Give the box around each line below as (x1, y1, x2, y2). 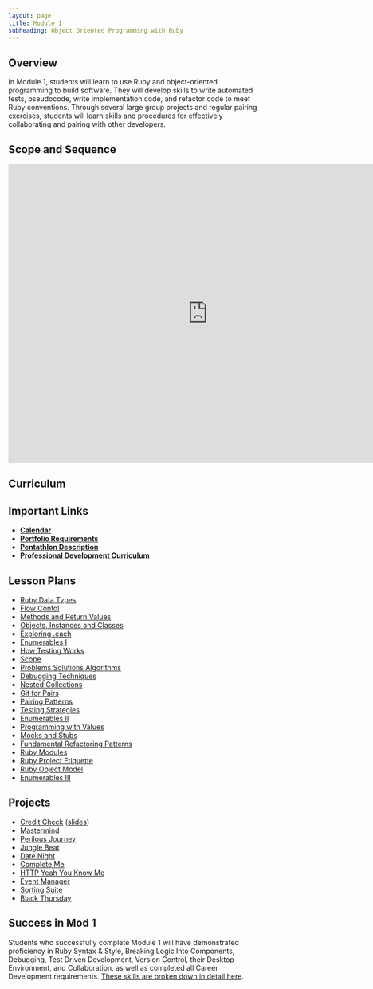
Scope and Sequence (8, 143, 117, 156)
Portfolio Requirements (19, 534, 99, 544)
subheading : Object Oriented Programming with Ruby (8, 26, 183, 34)
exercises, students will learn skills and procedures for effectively (8, 111, 223, 120)
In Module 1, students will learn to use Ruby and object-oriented (8, 77, 218, 87)
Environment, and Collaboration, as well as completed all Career (8, 963, 218, 972)
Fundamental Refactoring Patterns (19, 739, 133, 749)
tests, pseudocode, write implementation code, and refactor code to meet (8, 94, 251, 104)
